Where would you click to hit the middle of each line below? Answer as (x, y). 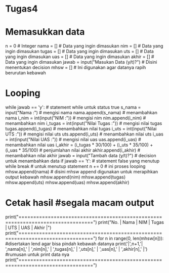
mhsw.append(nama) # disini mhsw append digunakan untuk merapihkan (82, 172)
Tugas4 (22, 9)
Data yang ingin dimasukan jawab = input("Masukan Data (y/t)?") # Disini (81, 62)
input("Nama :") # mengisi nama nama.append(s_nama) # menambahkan (81, 113)
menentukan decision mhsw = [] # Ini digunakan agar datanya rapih (76, 67)
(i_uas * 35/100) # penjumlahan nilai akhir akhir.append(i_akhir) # (73, 150)
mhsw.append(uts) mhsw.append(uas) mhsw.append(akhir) (67, 183)
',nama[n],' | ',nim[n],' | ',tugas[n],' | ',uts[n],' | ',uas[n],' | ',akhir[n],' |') (76, 249)
